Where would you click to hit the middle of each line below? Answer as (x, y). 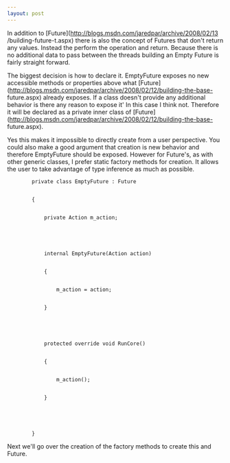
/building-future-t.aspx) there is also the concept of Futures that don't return (115, 40)
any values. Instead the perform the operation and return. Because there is (113, 47)
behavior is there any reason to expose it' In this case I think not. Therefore (113, 104)
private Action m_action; (81, 217)
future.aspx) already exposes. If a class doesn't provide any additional (106, 97)
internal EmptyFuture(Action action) (98, 253)
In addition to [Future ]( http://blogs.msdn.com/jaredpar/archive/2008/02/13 (113, 33)
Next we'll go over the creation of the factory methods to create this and (109, 446)
